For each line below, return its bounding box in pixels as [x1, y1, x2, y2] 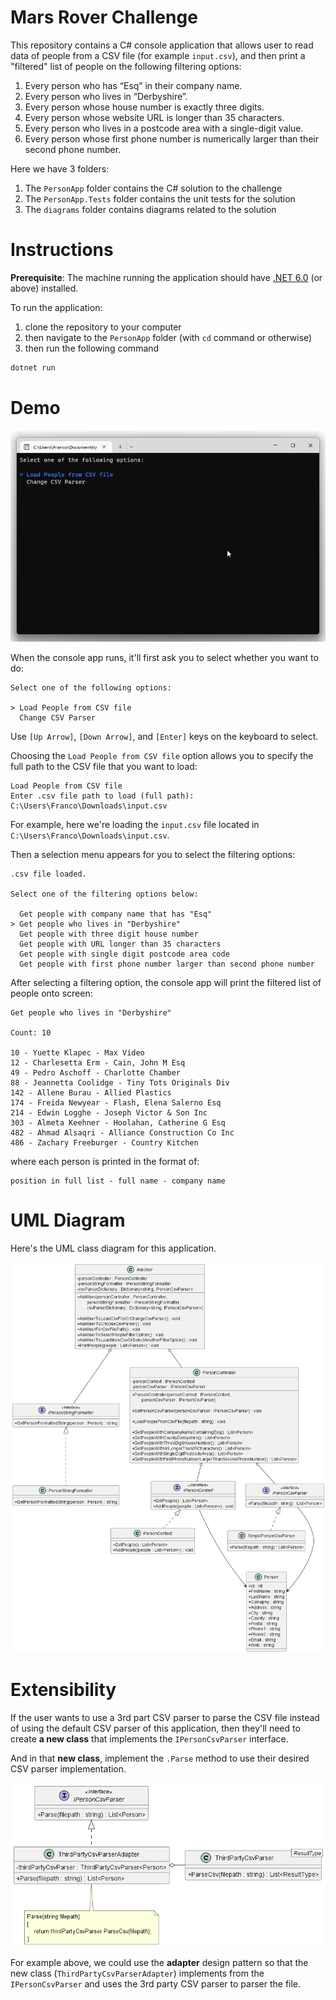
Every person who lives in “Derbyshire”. [24, 90, 188, 102]
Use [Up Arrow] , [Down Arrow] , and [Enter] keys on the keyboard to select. [10, 730, 319, 742]
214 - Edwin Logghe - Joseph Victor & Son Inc [10, 1107, 208, 1118]
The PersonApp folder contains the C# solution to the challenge [24, 182, 283, 194]
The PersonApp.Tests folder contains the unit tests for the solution [24, 192, 296, 205]
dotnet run [10, 362, 56, 373]
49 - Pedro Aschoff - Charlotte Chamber [10, 1067, 182, 1078]
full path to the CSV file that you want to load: [10, 760, 198, 772]
